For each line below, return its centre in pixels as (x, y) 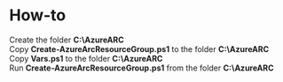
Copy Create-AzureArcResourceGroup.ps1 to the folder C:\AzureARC (139, 48)
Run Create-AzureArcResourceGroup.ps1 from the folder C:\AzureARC (141, 68)
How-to (38, 15)
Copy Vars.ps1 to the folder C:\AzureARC (86, 58)
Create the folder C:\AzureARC (67, 40)
